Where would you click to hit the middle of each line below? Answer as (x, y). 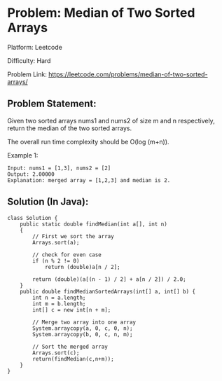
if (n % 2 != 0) (56, 261)
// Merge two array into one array (84, 322)
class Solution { (33, 218)
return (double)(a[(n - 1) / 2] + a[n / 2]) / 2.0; (110, 279)
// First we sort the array (73, 236)
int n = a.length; (59, 298)
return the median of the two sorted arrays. (69, 128)
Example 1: (23, 155)
